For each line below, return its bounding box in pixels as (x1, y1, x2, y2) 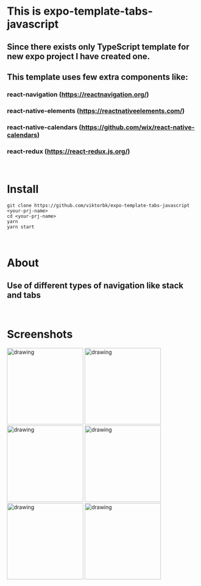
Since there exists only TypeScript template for (7, 42, 189, 52)
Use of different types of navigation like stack (7, 280, 184, 291)
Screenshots (7, 328, 73, 342)
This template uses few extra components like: (7, 71, 188, 82)
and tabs (7, 290, 41, 300)
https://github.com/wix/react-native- (81, 123, 195, 131)
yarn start (7, 224, 35, 230)
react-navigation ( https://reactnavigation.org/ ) (7, 90, 149, 98)
